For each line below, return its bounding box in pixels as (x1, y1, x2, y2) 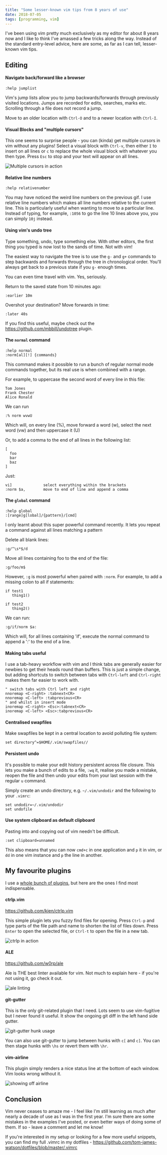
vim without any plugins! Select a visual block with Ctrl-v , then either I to (5, 143, 157, 149)
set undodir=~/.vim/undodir (5, 802, 64, 807)
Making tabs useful (5, 650, 46, 656)
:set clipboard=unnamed (5, 838, 55, 843)
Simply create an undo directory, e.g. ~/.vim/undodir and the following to (5, 787, 156, 793)
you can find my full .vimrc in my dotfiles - (5, 1139, 92, 1145)
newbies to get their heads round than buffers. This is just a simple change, (5, 666, 160, 673)
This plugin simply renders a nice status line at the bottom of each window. (5, 1065, 160, 1071)
